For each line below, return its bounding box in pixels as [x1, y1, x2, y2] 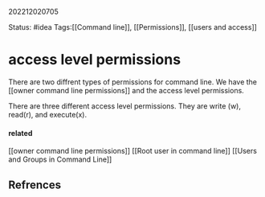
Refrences [8, 178, 62, 191]
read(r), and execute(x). [8, 109, 87, 119]
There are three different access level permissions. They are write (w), [8, 101, 241, 111]
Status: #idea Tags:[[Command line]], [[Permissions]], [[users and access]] [8, 23, 257, 31]
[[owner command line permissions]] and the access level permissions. [8, 85, 245, 95]
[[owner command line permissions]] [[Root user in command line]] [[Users [8, 146, 257, 156]
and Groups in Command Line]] [8, 154, 112, 164]
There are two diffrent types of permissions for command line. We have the [8, 76, 257, 87]
